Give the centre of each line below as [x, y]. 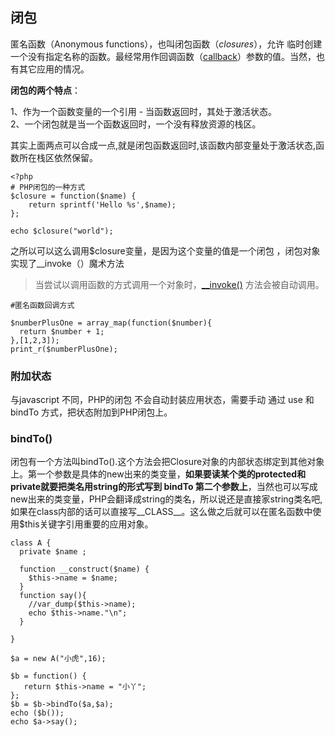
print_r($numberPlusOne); [64, 349]
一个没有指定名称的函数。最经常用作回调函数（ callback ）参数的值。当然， [163, 56]
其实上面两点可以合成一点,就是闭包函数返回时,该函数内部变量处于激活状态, [163, 145]
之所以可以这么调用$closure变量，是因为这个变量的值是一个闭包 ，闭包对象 [165, 250]
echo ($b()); [37, 713]
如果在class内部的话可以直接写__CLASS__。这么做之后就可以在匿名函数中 [161, 512]
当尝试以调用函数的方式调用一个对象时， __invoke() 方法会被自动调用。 [179, 284]
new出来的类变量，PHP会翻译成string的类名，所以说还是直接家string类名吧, [166, 499]
